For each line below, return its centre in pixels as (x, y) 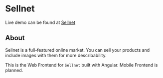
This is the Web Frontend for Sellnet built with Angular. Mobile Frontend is (81, 65)
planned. (14, 70)
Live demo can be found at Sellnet (40, 22)
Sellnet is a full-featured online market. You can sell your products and (78, 50)
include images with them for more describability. (56, 55)
